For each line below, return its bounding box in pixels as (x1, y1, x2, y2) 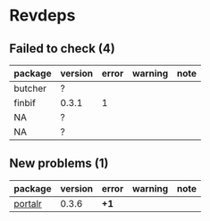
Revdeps (9, 5, 76, 26)
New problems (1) (9, 156, 109, 171)
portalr (13, 197, 42, 209)
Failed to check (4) (9, 41, 116, 56)
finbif (13, 97, 36, 109)
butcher (13, 82, 47, 94)
